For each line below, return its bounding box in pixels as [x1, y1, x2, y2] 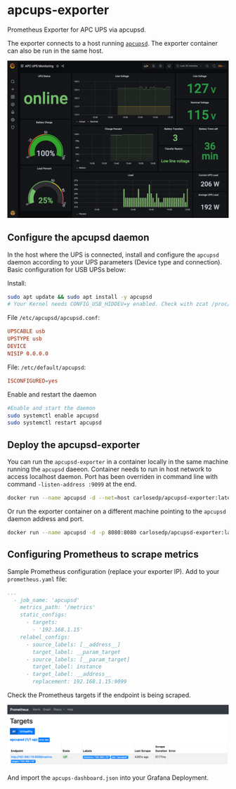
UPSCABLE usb [7, 328, 46, 335]
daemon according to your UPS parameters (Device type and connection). [7, 257, 223, 266]
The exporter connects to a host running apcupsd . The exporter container [7, 39, 218, 47]
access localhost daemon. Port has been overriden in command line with [7, 473, 218, 481]
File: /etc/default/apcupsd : [7, 363, 86, 371]
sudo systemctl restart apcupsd [7, 419, 102, 427]
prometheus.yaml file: [7, 575, 67, 583]
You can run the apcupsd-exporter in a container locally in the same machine [7, 458, 228, 466]
